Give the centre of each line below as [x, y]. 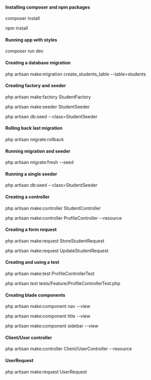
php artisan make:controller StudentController [53, 208]
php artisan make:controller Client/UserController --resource [69, 349]
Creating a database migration [38, 63]
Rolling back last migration [34, 128]
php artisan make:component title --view [48, 316]
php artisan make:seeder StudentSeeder [48, 107]
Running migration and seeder [38, 151]
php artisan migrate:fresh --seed [40, 162]
